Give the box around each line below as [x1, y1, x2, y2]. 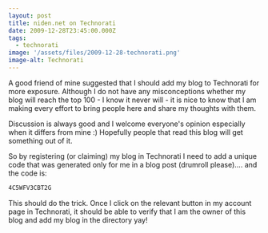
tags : [8, 34, 26, 42]
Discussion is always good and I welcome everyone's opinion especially [8, 119, 246, 128]
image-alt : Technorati [8, 57, 84, 65]
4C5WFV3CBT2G [8, 184, 52, 192]
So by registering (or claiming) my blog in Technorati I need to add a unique [8, 151, 258, 160]
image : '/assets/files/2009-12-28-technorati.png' [8, 49, 181, 57]
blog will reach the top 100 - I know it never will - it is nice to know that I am [8, 95, 257, 105]
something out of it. [8, 136, 73, 145]
